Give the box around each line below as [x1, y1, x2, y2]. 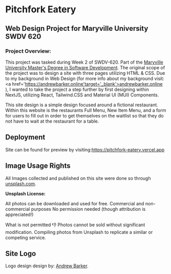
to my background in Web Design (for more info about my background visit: [5, 75, 165, 82]
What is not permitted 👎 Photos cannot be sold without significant [5, 222, 145, 228]
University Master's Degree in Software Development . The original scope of [5, 64, 165, 70]
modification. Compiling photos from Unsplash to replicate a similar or [5, 229, 153, 235]
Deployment [5, 133, 46, 142]
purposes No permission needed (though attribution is [31, 206, 146, 212]
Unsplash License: [5, 190, 46, 197]
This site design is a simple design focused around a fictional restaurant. [5, 102, 159, 108]
